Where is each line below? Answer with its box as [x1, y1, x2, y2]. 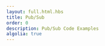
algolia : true [6, 31, 42, 37]
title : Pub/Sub [6, 14, 45, 20]
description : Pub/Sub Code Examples [6, 25, 99, 32]
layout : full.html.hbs [6, 8, 64, 15]
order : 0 [6, 20, 29, 26]
